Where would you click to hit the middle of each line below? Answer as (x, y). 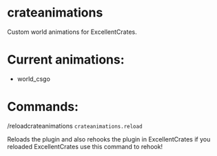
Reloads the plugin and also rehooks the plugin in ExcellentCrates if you (109, 139)
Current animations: (66, 60)
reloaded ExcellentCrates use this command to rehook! (85, 146)
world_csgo (33, 79)
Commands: (43, 107)
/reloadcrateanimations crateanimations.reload (75, 126)
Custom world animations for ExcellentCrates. (72, 32)
